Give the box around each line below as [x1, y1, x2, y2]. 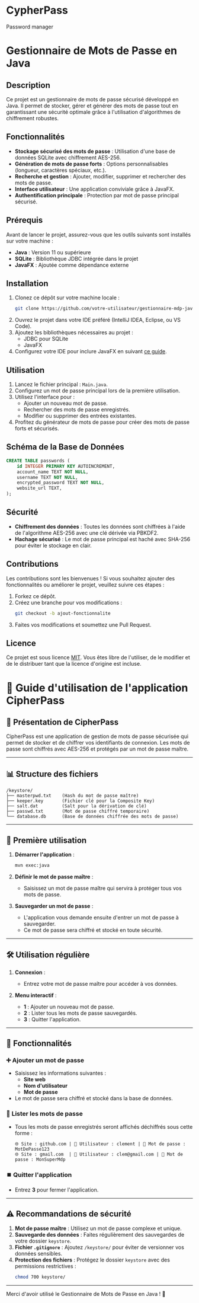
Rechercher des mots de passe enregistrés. [23, 406, 130, 413]
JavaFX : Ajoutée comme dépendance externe [14, 261, 129, 269]
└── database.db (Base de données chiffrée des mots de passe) [6, 813, 179, 820]
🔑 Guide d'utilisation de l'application [6, 681, 188, 694]
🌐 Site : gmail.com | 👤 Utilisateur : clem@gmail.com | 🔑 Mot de [14, 1151, 184, 1157]
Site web [23, 1076, 46, 1083]
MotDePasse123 [14, 1146, 50, 1152]
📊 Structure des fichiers [6, 769, 99, 779]
